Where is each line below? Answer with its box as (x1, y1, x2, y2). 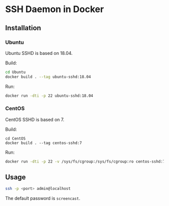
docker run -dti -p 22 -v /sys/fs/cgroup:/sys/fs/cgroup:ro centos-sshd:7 (5, 159, 165, 164)
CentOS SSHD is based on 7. (5, 116, 64, 122)
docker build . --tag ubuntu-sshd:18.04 (5, 74, 92, 79)
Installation (5, 24, 41, 32)
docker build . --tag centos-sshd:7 (5, 140, 82, 146)
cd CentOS (5, 136, 26, 141)
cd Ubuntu (5, 70, 26, 75)
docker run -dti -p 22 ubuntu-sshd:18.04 (5, 93, 94, 98)
